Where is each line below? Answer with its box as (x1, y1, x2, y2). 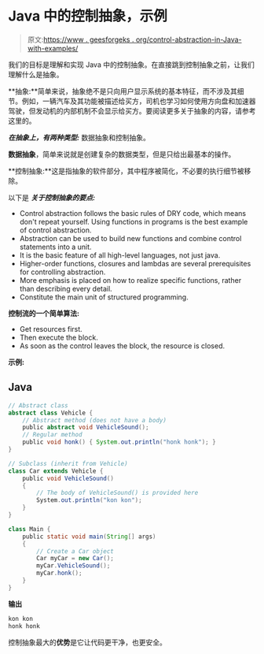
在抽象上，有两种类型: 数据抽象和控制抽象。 (8, 132, 151, 142)
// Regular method (22, 431, 82, 439)
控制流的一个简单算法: (8, 308, 80, 318)
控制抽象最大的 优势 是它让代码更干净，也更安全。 (8, 637, 167, 647)
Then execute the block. (19, 333, 98, 342)
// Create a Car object (36, 547, 114, 556)
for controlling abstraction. (19, 267, 106, 277)
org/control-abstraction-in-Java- (135, 35, 242, 44)
